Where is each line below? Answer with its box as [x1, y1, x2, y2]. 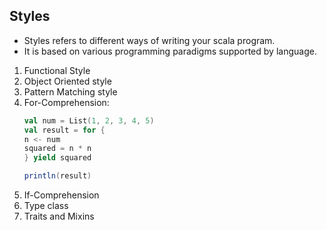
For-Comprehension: [23, 96, 110, 108]
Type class [23, 200, 69, 212]
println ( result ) [23, 171, 92, 181]
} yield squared [23, 153, 92, 163]
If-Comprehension [23, 189, 100, 201]
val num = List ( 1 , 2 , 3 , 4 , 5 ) [23, 115, 155, 126]
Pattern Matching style [23, 85, 118, 98]
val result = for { [23, 125, 106, 135]
